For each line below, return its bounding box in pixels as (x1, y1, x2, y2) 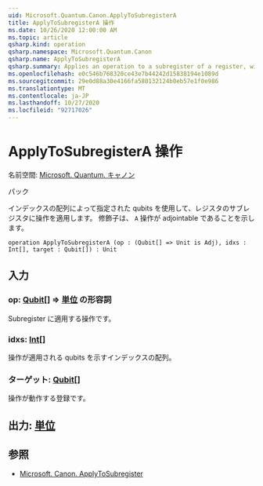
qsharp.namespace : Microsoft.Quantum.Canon (8, 48, 153, 56)
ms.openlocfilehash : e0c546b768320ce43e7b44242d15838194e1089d (8, 70, 219, 78)
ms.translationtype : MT (8, 84, 86, 93)
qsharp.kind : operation (8, 41, 86, 49)
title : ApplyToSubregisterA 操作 (8, 19, 115, 27)
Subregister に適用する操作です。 (8, 313, 116, 323)
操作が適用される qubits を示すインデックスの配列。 (8, 353, 176, 362)
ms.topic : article (8, 33, 68, 42)
